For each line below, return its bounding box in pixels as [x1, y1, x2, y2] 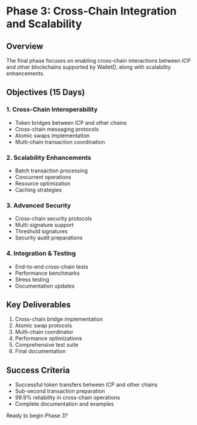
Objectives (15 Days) [6, 87, 85, 98]
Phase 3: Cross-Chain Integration [6, 4, 177, 18]
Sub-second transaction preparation [14, 388, 105, 395]
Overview [6, 41, 44, 51]
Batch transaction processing [14, 167, 88, 174]
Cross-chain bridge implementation [14, 315, 103, 323]
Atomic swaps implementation [14, 131, 90, 139]
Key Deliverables [6, 300, 71, 310]
